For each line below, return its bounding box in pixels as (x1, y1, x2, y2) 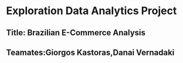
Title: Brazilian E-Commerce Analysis (6, 28, 145, 38)
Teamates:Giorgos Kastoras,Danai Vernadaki (6, 47, 175, 57)
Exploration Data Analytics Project (6, 4, 177, 18)
